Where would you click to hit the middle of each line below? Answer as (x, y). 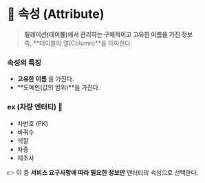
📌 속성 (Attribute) (56, 14)
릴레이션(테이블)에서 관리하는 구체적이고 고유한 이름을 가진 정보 (108, 34)
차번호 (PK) (32, 123)
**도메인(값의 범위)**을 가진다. (58, 87)
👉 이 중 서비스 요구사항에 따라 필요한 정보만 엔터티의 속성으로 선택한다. (103, 172)
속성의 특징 (24, 63)
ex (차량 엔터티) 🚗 (35, 107)
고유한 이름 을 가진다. (45, 79)
